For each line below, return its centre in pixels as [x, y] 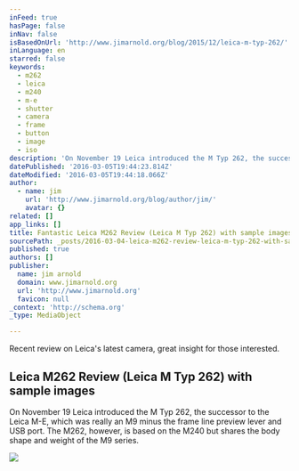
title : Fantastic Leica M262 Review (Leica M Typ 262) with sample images [151, 232]
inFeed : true [33, 17]
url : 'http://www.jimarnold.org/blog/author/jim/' [121, 200]
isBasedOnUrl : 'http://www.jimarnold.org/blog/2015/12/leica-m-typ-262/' [149, 42]
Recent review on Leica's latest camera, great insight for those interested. [145, 349]
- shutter [35, 109]
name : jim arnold [49, 274]
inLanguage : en [37, 51]
